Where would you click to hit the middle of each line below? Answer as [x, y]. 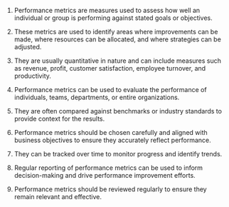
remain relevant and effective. [58, 197]
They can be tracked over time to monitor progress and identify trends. [118, 154]
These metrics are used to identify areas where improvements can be [116, 32]
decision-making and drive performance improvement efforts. [105, 175]
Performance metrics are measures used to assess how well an [107, 10]
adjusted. [28, 47]
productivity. [33, 76]
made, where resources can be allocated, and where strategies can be [118, 39]
